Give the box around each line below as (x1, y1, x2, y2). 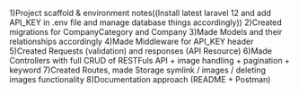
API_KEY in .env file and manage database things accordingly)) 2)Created (9, 17, 283, 28)
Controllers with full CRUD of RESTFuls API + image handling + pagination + (9, 56, 290, 65)
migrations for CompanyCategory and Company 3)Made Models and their (9, 27, 283, 37)
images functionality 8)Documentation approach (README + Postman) (9, 74, 271, 84)
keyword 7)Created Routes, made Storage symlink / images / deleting (9, 64, 267, 75)
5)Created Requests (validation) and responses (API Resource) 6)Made (9, 46, 272, 56)
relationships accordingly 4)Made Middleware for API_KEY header (9, 36, 254, 47)
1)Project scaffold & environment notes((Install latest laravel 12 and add (9, 8, 272, 18)
